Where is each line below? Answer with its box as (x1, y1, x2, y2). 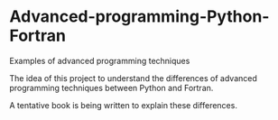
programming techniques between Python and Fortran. (9, 82, 214, 93)
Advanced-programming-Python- (9, 6, 270, 27)
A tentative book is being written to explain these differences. (9, 99, 237, 110)
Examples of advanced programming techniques (9, 55, 190, 66)
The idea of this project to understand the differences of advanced (9, 72, 257, 83)
